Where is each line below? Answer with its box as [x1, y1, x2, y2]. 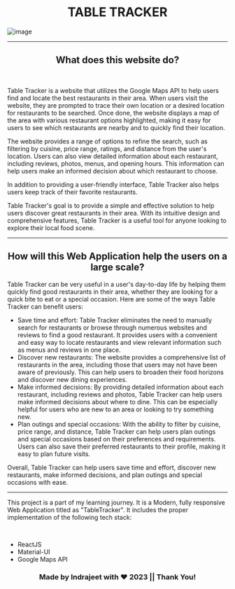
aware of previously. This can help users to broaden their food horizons [17, 368, 224, 376]
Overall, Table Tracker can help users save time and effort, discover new [7, 463, 217, 471]
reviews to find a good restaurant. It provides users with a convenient [17, 330, 218, 339]
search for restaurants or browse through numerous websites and [17, 323, 208, 332]
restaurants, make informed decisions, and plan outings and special [7, 470, 203, 479]
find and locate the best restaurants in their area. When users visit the [7, 94, 208, 102]
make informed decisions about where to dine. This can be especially [17, 397, 218, 406]
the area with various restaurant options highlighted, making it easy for [7, 116, 211, 125]
